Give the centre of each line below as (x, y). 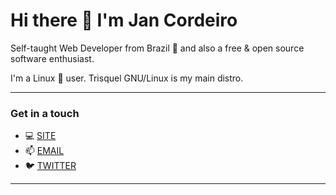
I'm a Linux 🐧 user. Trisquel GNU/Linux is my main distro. (127, 78)
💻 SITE (40, 136)
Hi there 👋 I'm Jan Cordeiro (124, 20)
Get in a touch (45, 113)
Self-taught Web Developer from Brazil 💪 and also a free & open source (157, 48)
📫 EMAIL (44, 151)
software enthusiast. (52, 58)
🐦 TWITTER (50, 166)
